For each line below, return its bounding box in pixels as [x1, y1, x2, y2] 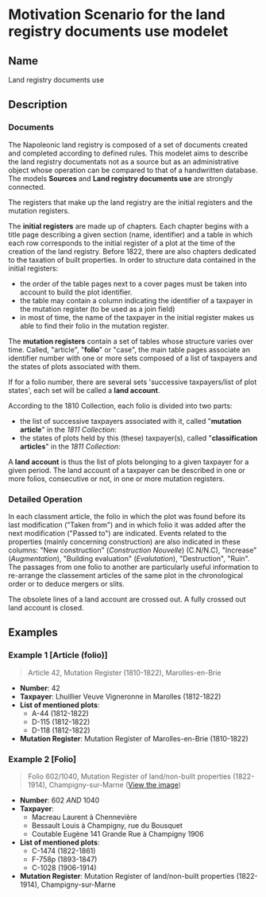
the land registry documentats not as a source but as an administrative [8, 156, 240, 166]
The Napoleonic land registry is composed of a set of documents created [8, 140, 249, 149]
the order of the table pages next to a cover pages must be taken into [19, 279, 248, 288]
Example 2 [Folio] [8, 753, 77, 764]
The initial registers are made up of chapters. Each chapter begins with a [8, 221, 249, 231]
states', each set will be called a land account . [8, 385, 160, 395]
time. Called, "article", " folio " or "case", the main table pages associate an [8, 345, 250, 354]
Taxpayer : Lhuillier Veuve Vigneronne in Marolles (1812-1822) [19, 691, 222, 701]
